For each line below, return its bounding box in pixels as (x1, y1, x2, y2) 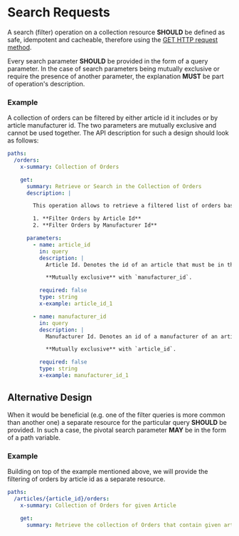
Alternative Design (7, 391, 92, 403)
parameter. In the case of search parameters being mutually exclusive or (7, 64, 220, 73)
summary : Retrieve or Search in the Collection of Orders (26, 182, 202, 190)
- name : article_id (33, 241, 91, 248)
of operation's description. (7, 79, 85, 88)
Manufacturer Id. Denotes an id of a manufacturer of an (45, 333, 218, 340)
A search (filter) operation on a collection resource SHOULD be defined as (7, 28, 225, 36)
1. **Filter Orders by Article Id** (33, 215, 142, 222)
